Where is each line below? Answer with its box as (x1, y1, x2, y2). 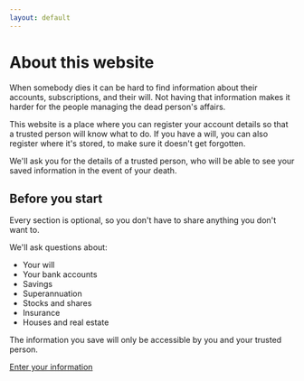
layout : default (9, 13, 71, 23)
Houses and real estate (22, 317, 109, 328)
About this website (9, 51, 155, 72)
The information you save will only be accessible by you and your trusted (9, 335, 282, 346)
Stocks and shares (22, 298, 92, 309)
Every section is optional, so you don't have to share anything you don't (9, 215, 277, 226)
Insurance (22, 308, 61, 319)
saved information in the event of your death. (9, 164, 177, 176)
